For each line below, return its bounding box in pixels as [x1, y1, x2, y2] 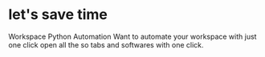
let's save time [8, 6, 108, 24]
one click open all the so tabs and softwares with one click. [8, 40, 204, 49]
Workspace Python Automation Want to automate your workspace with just [8, 32, 257, 41]
